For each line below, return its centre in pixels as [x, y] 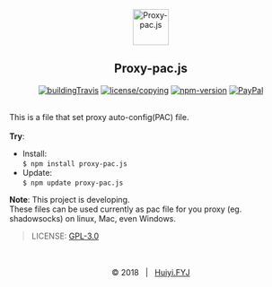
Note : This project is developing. [70, 199]
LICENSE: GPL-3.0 [65, 236]
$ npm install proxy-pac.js [75, 164]
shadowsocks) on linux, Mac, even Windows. [93, 218]
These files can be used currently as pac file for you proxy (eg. [126, 209]
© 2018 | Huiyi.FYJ [151, 272]
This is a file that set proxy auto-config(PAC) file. [99, 117]
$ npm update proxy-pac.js [73, 183]
